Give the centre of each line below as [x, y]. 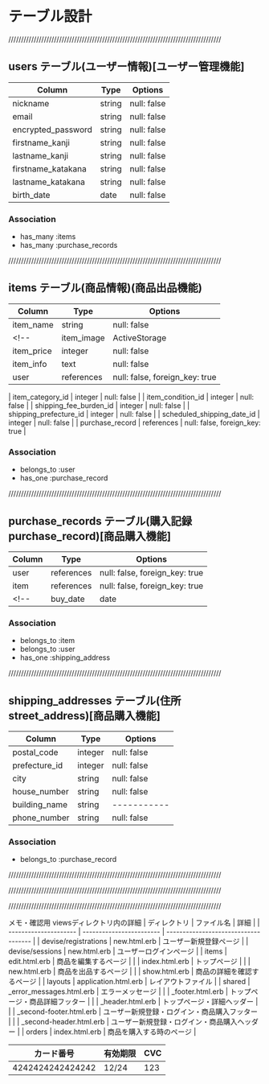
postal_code [35, 752]
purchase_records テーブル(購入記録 [100, 521]
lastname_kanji [41, 155]
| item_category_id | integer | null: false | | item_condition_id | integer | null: [131, 397]
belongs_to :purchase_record [68, 859]
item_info [30, 364]
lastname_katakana [49, 182]
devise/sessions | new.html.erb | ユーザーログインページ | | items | [118, 951]
